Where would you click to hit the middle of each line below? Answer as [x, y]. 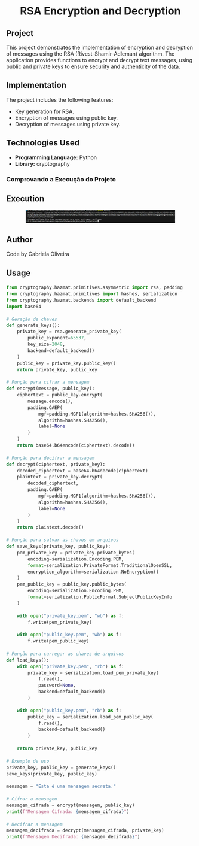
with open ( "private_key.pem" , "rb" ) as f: [71, 666]
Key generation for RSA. [45, 111]
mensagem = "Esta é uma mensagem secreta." [61, 786]
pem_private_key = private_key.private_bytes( [76, 553]
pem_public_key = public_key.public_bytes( [72, 584]
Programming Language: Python [56, 157]
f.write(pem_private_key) [60, 622]
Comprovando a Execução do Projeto [61, 179]
